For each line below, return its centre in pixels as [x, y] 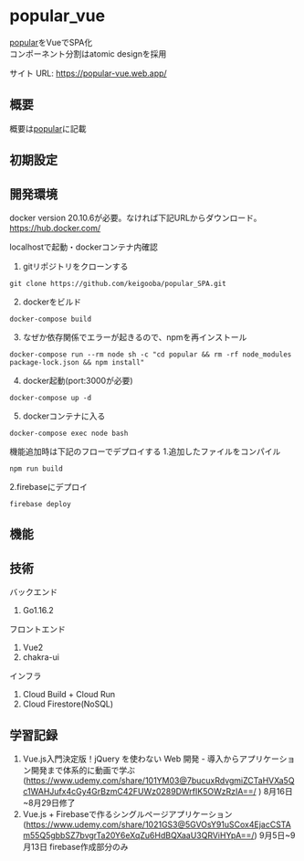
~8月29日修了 [49, 803]
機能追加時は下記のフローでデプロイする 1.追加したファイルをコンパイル [145, 451]
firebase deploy [40, 504]
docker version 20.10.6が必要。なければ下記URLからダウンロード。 [136, 218]
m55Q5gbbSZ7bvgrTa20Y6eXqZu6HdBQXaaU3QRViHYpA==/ [138, 835]
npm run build [37, 468]
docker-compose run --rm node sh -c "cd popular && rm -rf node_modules [151, 354]
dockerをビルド [52, 302]
